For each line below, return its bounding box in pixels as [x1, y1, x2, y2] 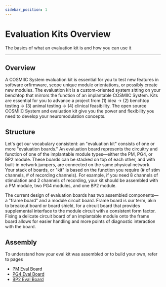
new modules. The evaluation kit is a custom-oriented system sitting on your [5, 87, 161, 93]
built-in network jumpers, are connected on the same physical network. [5, 162, 151, 168]
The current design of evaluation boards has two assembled [5, 192, 128, 198]
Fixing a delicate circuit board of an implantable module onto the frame [5, 213, 150, 219]
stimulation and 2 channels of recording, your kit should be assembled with [5, 178, 158, 183]
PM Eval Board [12, 266, 42, 272]
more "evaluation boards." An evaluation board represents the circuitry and [5, 146, 158, 152]
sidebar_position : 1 [5, 7, 48, 12]
